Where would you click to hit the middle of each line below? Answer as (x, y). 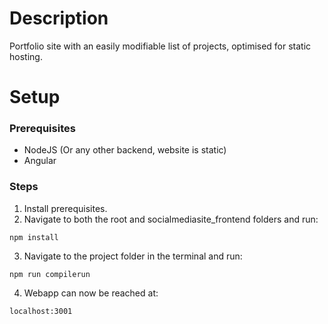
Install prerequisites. (65, 208)
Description (59, 18)
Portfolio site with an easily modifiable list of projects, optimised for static (160, 46)
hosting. (26, 56)
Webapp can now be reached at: (91, 293)
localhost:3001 (41, 311)
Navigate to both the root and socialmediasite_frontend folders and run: (171, 219)
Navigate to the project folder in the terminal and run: (133, 256)
